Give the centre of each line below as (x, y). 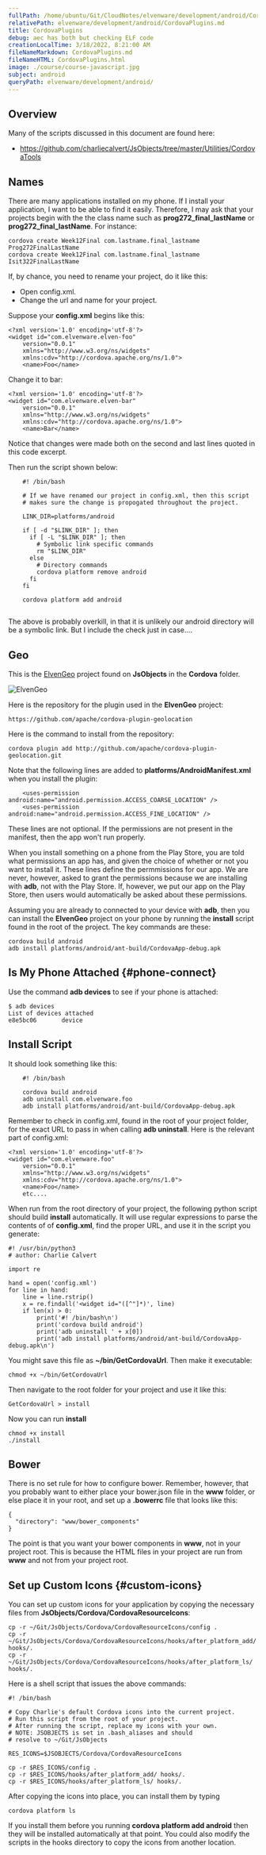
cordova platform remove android (92, 572)
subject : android (37, 75)
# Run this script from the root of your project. (93, 1719)
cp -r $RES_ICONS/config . (53, 1768)
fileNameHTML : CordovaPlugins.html (67, 60)
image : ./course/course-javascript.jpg (74, 67)
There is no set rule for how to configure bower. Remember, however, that (129, 1484)
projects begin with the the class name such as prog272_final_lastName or (131, 218)
